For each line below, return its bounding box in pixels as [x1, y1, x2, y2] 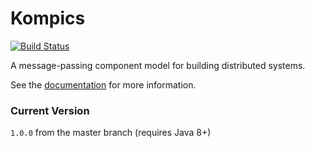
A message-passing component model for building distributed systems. [10, 59, 306, 71]
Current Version [10, 103, 90, 117]
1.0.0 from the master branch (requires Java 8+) [10, 127, 212, 139]
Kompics [10, 7, 86, 30]
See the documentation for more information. [10, 78, 197, 91]
